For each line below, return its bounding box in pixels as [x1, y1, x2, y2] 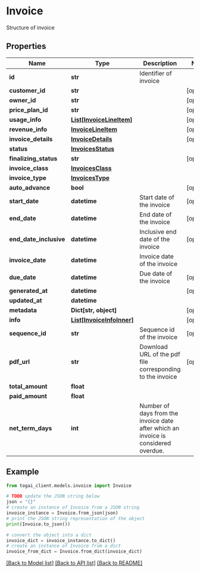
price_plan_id [9, 106, 49, 114]
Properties [6, 41, 46, 51]
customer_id [9, 86, 46, 94]
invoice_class [9, 164, 49, 172]
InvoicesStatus [71, 145, 115, 153]
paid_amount [9, 391, 48, 400]
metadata [9, 306, 37, 314]
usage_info [9, 115, 42, 124]
